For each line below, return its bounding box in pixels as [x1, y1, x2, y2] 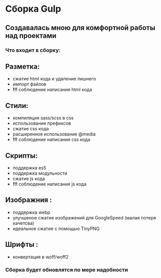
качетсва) [12, 220, 35, 226]
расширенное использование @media [12, 131, 96, 137]
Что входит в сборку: [5, 46, 61, 53]
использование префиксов [12, 120, 71, 126]
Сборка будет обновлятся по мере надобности [5, 266, 128, 273]
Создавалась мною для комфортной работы [5, 23, 156, 32]
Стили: [5, 101, 29, 110]
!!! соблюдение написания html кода [12, 87, 92, 93]
